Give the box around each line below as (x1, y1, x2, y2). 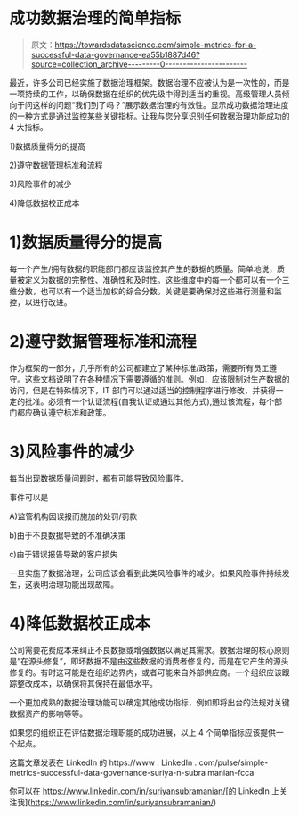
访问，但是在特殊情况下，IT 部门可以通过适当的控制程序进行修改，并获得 (9, 384, 276, 395)
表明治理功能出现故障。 (32, 579, 118, 589)
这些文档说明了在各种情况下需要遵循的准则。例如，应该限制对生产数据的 (24, 374, 290, 384)
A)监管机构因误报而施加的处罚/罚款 (9, 510, 138, 522)
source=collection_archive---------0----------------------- (30, 59, 247, 70)
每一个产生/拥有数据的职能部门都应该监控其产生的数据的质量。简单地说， (9, 263, 278, 274)
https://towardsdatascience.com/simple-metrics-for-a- (54, 39, 257, 50)
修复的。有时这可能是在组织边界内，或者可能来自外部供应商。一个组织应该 (9, 666, 282, 678)
